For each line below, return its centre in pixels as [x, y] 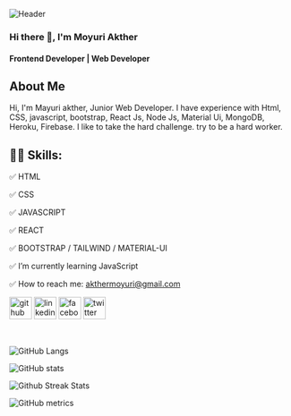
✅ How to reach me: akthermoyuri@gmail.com [95, 284]
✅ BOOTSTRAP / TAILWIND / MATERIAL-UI [89, 248]
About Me [37, 86]
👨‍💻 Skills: [36, 155]
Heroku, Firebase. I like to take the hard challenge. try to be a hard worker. [146, 127]
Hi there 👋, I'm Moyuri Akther [74, 37]
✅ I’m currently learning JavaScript [74, 266]
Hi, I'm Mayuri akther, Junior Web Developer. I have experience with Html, [145, 108]
